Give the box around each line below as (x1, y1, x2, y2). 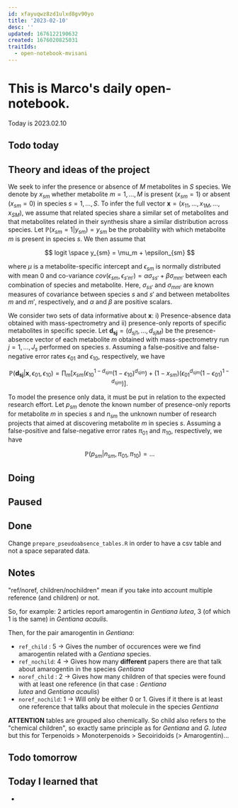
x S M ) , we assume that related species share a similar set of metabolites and (8, 208, 229, 218)
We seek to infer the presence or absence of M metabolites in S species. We (8, 182, 232, 191)
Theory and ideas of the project (8, 164, 150, 176)
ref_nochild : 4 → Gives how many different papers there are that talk (18, 657, 222, 666)
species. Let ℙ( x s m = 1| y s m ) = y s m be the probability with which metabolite (8, 225, 226, 236)
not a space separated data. (8, 546, 91, 555)
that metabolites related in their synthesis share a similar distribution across (8, 218, 229, 226)
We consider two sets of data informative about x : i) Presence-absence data (8, 311, 231, 320)
